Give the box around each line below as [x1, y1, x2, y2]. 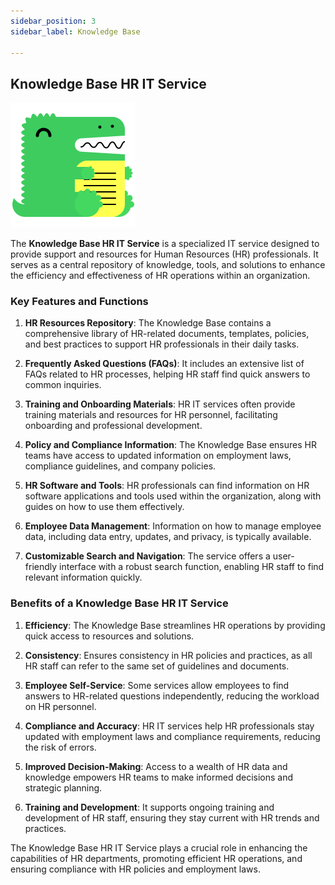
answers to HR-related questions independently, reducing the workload [24, 690, 320, 702]
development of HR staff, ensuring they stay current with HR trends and [24, 811, 320, 824]
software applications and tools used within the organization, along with [24, 490, 322, 502]
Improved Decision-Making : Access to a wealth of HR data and [24, 760, 288, 772]
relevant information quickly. [24, 571, 143, 584]
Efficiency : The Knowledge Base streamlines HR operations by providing [24, 619, 326, 631]
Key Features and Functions [10, 295, 149, 309]
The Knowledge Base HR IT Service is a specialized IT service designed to [10, 238, 320, 250]
